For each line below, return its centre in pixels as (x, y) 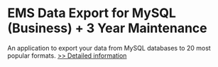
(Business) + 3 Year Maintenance (107, 28)
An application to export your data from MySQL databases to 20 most (109, 48)
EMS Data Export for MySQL (92, 13)
